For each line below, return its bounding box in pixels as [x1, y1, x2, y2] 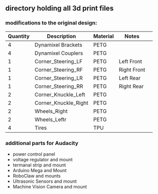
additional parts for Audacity [5, 139, 79, 147]
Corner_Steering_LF [34, 58, 83, 65]
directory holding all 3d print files [5, 4, 114, 13]
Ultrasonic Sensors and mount [12, 178, 77, 184]
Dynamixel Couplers [34, 50, 83, 57]
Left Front [119, 58, 142, 65]
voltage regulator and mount [12, 156, 73, 162]
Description [47, 33, 76, 40]
